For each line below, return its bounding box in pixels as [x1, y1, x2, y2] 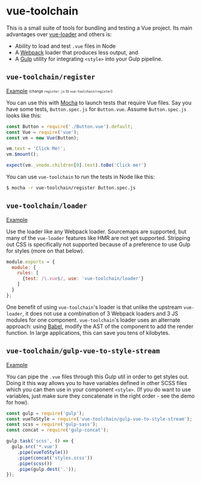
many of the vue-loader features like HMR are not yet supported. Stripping [6, 234, 191, 241]
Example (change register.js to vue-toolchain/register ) [6, 87, 113, 94]
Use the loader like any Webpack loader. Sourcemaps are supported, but [6, 228, 187, 235]
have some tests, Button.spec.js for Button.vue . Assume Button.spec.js [6, 105, 187, 112]
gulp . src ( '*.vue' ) [11, 444, 58, 450]
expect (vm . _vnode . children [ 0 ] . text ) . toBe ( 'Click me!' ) [6, 162, 147, 169]
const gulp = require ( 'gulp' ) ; [6, 410, 85, 417]
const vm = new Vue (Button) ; [6, 135, 79, 141]
